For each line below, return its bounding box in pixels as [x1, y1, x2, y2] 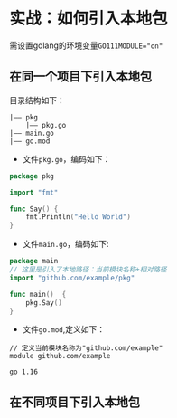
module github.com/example [9, 352, 111, 361]
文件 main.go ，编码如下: [22, 239, 109, 250]
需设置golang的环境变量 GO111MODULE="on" [9, 40, 163, 51]
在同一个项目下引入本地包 [9, 69, 152, 84]
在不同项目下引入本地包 [9, 394, 140, 410]
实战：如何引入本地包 [9, 8, 169, 29]
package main [9, 257, 59, 266]
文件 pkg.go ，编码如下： [22, 153, 111, 164]
